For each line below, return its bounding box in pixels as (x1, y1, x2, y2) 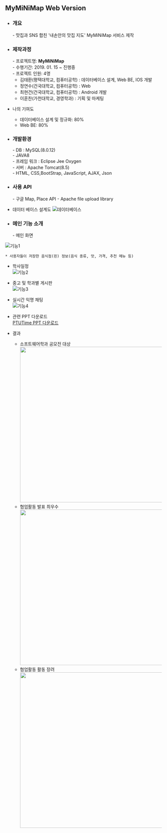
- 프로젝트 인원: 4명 (12, 70, 51, 76)
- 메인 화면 (12, 232, 33, 238)
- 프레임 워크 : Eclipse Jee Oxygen (12, 158, 82, 164)
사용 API (12, 184, 32, 191)
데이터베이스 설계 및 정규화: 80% (19, 117, 84, 122)
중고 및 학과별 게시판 (12, 280, 53, 286)
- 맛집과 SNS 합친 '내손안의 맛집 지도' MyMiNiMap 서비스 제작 (12, 32, 134, 38)
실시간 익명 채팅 (12, 296, 43, 303)
